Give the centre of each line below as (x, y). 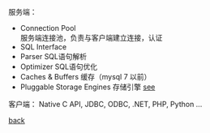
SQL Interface (43, 47)
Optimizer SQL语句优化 (59, 66)
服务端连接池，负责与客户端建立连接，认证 (91, 38)
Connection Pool (48, 28)
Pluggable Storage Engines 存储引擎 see (88, 87)
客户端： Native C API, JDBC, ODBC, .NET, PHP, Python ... (105, 104)
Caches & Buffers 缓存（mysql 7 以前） (86, 77)
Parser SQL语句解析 (54, 56)
